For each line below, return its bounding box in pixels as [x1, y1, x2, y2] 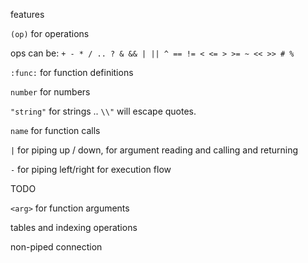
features [10, 9, 45, 20]
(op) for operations [10, 28, 90, 39]
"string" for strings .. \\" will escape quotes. [10, 105, 197, 117]
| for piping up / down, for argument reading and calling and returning [10, 144, 299, 156]
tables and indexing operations [10, 222, 138, 233]
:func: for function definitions [10, 67, 134, 78]
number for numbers [10, 86, 91, 98]
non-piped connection [10, 241, 103, 253]
